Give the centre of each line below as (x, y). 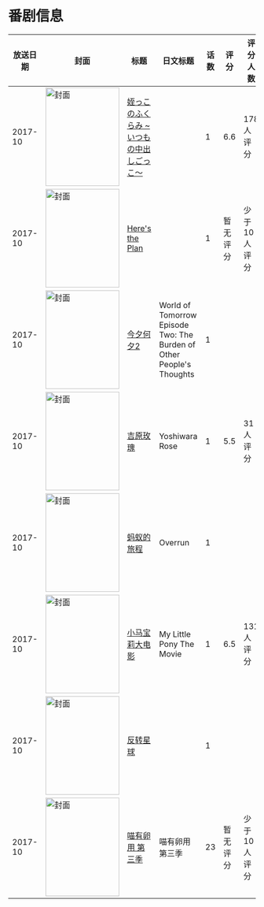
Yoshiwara (178, 436)
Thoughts (177, 374)
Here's (139, 228)
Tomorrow (178, 314)
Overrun (174, 542)
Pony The (177, 644)
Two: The (176, 334)
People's (175, 364)
